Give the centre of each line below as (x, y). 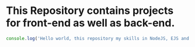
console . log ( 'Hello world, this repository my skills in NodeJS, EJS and (98, 38)
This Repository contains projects (90, 11)
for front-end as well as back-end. (90, 23)
